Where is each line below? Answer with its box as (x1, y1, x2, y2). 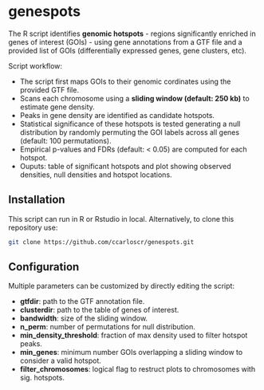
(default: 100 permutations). (19, 136, 112, 145)
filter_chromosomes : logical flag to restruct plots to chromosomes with (19, 364, 256, 374)
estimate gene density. (19, 102, 96, 112)
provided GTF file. (19, 85, 80, 94)
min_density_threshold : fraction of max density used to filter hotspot (19, 330, 248, 341)
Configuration (8, 260, 80, 274)
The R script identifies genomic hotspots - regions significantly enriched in (8, 29, 257, 38)
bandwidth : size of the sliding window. (19, 313, 148, 323)
